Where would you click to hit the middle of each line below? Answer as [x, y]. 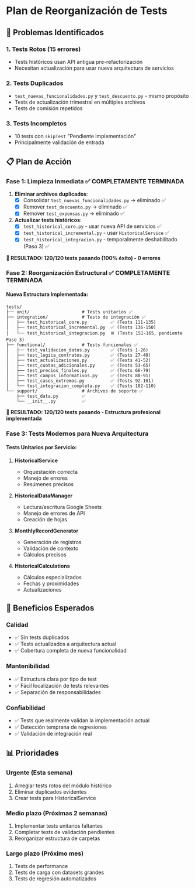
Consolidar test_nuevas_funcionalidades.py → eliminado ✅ [95, 200]
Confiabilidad [26, 708]
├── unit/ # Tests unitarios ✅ [69, 312]
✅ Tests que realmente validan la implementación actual [82, 720]
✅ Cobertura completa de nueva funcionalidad [70, 651]
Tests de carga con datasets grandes [59, 872]
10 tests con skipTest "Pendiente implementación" [75, 136]
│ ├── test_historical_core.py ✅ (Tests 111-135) [81, 322]
